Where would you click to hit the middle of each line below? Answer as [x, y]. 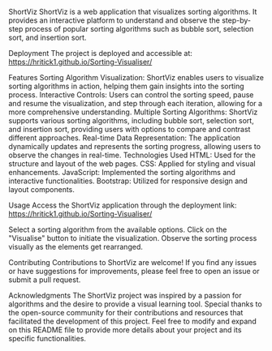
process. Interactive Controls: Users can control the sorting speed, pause [131, 95]
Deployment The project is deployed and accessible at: [101, 53]
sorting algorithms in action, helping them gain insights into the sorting [127, 86]
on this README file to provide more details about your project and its [125, 330]
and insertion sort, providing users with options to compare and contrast [130, 129]
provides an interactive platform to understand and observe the [114, 20]
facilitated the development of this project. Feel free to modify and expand [133, 321]
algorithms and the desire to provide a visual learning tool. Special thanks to [135, 304]
